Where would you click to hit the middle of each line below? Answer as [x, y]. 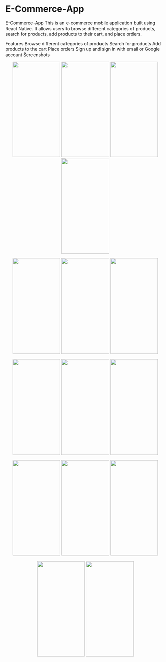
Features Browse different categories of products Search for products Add [83, 43]
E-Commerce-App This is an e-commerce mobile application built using [80, 23]
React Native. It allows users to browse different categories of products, [80, 28]
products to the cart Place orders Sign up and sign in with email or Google [82, 49]
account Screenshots [27, 55]
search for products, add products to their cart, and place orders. [74, 34]
